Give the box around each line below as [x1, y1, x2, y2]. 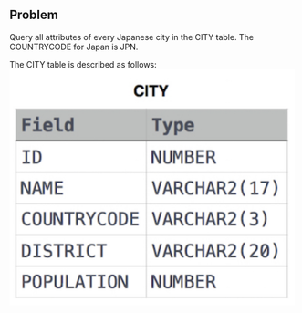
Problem [9, 7, 59, 23]
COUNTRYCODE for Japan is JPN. [9, 41, 139, 52]
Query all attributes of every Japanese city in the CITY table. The [9, 31, 254, 42]
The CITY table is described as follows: [9, 58, 157, 69]
